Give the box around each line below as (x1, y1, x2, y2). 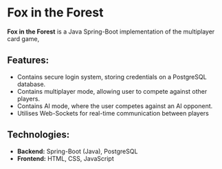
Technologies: (7, 129, 70, 141)
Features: (7, 55, 49, 66)
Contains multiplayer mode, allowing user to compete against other (16, 87, 208, 95)
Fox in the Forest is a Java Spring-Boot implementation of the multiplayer (7, 27, 215, 36)
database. (16, 80, 46, 88)
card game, (7, 34, 40, 42)
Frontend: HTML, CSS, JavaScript (16, 154, 115, 162)
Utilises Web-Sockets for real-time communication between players (16, 109, 210, 117)
